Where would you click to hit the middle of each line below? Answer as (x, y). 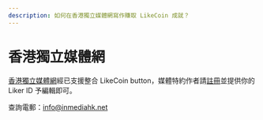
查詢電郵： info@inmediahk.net (58, 107)
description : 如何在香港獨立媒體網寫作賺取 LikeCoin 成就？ (99, 15)
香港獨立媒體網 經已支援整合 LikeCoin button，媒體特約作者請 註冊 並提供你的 (131, 81)
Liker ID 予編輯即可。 (42, 90)
